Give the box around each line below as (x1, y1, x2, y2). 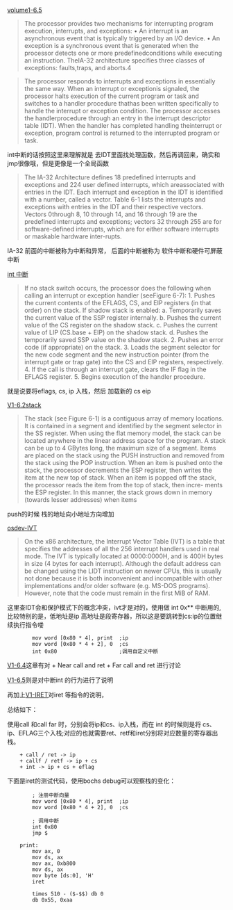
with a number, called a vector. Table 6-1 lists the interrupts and (24, 195, 206, 204)
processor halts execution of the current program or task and (24, 92, 200, 100)
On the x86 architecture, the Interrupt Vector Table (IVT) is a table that (24, 537, 225, 545)
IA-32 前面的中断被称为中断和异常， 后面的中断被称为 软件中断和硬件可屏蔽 (7, 247, 223, 254)
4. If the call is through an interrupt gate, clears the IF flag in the (24, 365, 207, 373)
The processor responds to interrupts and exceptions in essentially (24, 77, 216, 86)
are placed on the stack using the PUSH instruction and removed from (24, 451, 225, 460)
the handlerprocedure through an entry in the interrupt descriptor (24, 114, 212, 122)
